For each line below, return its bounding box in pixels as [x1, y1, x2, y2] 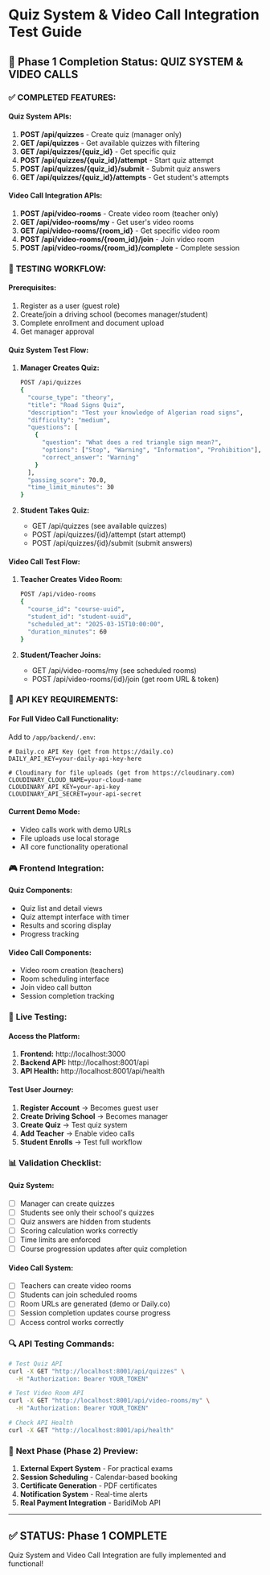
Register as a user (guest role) [19, 301, 121, 311]
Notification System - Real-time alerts [19, 1490, 149, 1499]
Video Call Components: [8, 947, 92, 957]
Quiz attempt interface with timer [19, 912, 130, 922]
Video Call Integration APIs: [8, 191, 103, 201]
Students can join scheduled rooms [19, 1290, 138, 1299]
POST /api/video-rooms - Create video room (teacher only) [19, 208, 219, 218]
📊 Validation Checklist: [8, 1157, 102, 1169]
